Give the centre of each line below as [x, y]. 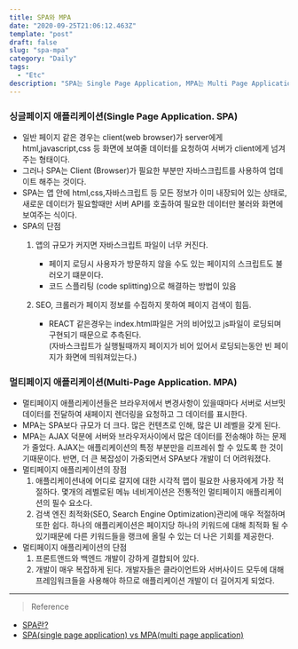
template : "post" [41, 34]
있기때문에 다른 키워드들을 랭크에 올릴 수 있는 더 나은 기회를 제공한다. [155, 536]
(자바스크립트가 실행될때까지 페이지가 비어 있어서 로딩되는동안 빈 [160, 345]
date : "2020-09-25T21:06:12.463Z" [73, 26]
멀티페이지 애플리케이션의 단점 [74, 548]
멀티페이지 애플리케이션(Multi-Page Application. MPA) [123, 382]
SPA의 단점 [41, 226]
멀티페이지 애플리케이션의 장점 [74, 470]
